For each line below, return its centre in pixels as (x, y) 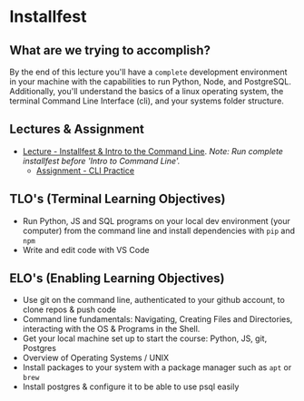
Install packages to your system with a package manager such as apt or (157, 367)
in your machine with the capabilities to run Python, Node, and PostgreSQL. (151, 82)
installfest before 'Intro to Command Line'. (101, 161)
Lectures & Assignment (77, 129)
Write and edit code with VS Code (86, 249)
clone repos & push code (69, 309)
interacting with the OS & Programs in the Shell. (111, 329)
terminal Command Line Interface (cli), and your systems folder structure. (147, 101)
